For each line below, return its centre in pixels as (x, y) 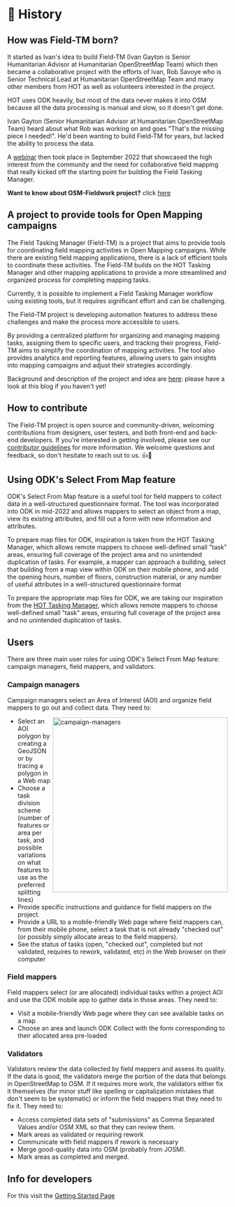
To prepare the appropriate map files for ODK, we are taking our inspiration (115, 598)
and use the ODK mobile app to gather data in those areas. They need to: (113, 999)
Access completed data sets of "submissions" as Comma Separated (116, 1120)
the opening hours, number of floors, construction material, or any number (115, 577)
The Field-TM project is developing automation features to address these (113, 314)
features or (33, 825)
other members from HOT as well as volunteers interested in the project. (111, 86)
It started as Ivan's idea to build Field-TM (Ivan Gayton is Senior (99, 57)
